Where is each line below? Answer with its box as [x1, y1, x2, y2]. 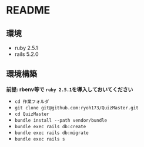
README [6, 4, 51, 17]
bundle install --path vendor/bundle [14, 117, 108, 123]
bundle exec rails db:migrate [14, 130, 89, 136]
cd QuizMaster [14, 111, 49, 117]
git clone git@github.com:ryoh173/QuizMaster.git [14, 105, 139, 111]
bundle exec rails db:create [14, 123, 86, 129]
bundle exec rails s [14, 136, 65, 142]
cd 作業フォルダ [14, 98, 49, 105]
